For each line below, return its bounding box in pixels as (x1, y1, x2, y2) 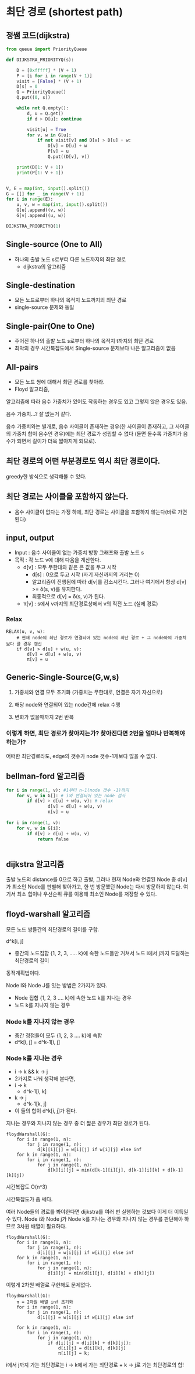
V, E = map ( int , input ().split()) (6, 185, 90, 191)
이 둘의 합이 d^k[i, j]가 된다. (14, 1107, 77, 1114)
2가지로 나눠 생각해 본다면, (14, 1075, 76, 1082)
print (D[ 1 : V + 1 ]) (16, 164, 64, 170)
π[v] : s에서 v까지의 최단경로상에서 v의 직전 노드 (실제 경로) (23, 600, 158, 607)
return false (37, 836, 69, 842)
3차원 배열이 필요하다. (16, 1223, 67, 1230)
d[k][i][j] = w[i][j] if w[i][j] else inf (37, 1146, 142, 1152)
